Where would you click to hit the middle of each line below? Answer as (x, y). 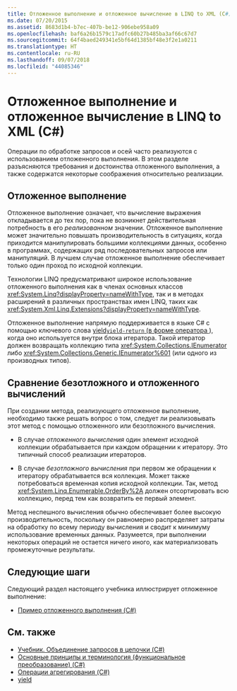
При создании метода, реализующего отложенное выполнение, (104, 411)
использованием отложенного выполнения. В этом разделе (98, 158)
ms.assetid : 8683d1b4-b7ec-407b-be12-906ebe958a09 (83, 27)
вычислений (36, 394)
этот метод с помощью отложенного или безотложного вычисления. (111, 426)
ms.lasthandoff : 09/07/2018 (49, 60)
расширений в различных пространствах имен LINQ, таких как (103, 302)
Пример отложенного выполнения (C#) (77, 610)
